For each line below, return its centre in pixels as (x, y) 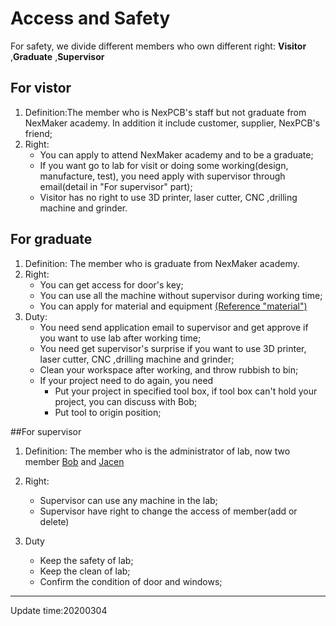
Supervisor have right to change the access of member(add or (168, 511)
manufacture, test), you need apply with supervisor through (162, 176)
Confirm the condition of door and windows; (131, 581)
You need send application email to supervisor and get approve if (174, 327)
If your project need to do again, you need (126, 380)
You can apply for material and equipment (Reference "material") (173, 306)
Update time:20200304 (59, 610)
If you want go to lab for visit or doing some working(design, (164, 165)
